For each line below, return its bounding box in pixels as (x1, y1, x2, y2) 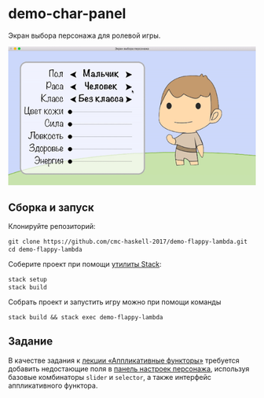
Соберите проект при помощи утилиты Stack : (8, 259, 163, 268)
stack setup (8, 275, 47, 283)
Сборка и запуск (8, 201, 94, 214)
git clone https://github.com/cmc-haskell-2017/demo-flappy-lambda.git (8, 238, 247, 245)
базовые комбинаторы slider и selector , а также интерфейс (8, 372, 212, 381)
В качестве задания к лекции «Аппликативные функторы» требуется (8, 356, 240, 365)
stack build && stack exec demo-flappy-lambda (8, 313, 163, 321)
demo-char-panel (8, 5, 126, 23)
